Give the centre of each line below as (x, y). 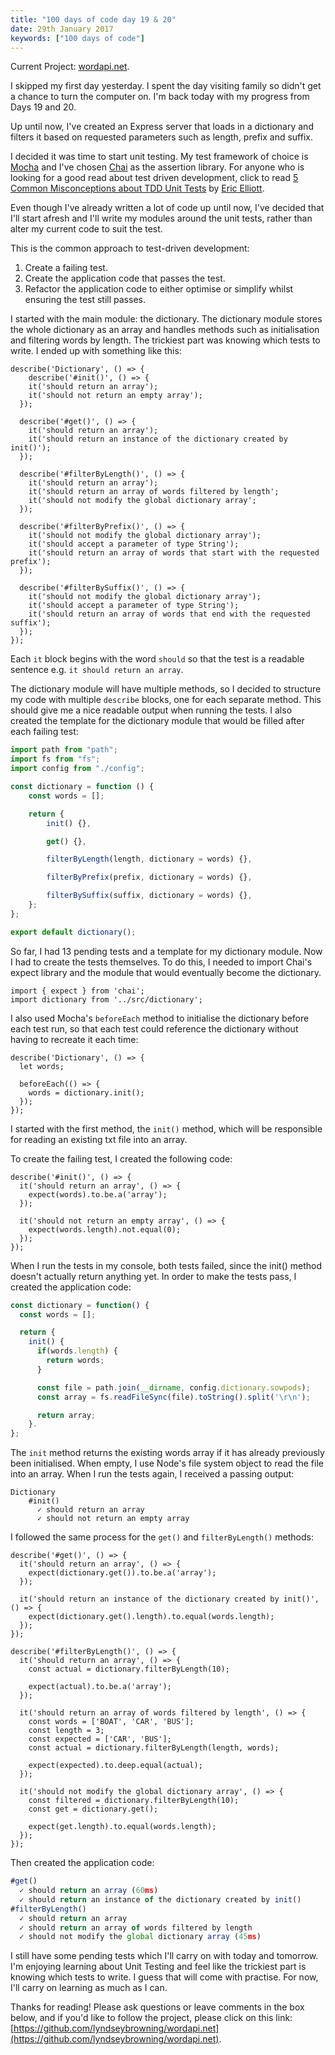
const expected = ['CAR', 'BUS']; (100, 1739)
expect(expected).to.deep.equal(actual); (115, 1766)
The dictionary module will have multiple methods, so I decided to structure (166, 689)
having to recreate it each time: (74, 1039)
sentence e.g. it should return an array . (97, 670)
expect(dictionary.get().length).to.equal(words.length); (151, 1617)
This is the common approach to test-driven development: (130, 248)
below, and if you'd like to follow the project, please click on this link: (151, 2018)
